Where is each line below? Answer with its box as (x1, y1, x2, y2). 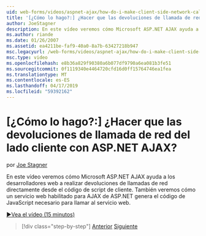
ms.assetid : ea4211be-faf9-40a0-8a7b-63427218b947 (6, 43, 139, 50)
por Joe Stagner (6, 161, 48, 168)
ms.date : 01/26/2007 (6, 37, 59, 43)
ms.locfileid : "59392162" (6, 89, 72, 95)
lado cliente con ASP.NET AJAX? (6, 141, 178, 155)
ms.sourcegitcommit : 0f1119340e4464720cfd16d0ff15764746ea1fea (6, 65, 172, 72)
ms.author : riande (6, 32, 53, 38)
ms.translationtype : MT (6, 72, 67, 78)
